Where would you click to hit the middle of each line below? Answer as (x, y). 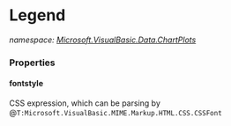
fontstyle (26, 84)
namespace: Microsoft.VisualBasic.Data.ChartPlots (103, 40)
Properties (32, 63)
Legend (37, 15)
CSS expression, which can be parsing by (85, 103)
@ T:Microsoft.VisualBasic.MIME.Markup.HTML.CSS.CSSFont (115, 113)
